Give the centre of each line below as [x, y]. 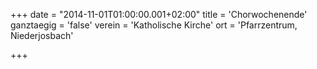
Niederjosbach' [42, 35]
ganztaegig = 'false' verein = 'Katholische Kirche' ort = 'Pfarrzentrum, [154, 25]
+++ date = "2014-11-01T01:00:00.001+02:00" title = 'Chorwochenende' [159, 14]
